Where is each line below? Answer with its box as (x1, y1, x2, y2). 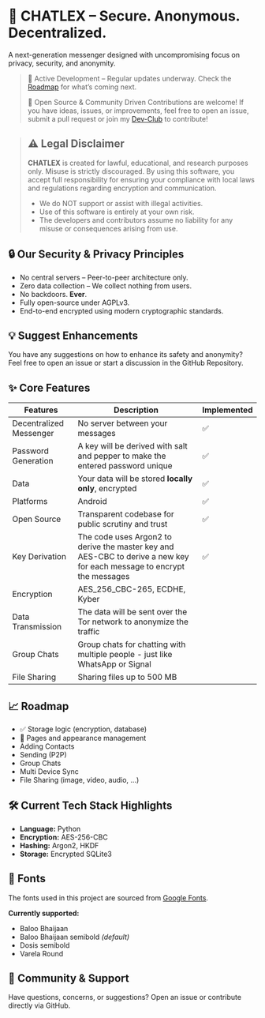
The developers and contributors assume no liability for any (39, 215, 233, 224)
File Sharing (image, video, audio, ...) (19, 776, 140, 784)
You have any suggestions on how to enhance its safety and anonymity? (8, 350, 243, 359)
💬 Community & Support (8, 971, 130, 986)
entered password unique (77, 460, 173, 471)
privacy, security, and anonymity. (8, 58, 116, 68)
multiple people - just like (77, 649, 173, 660)
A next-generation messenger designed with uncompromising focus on (8, 50, 241, 59)
